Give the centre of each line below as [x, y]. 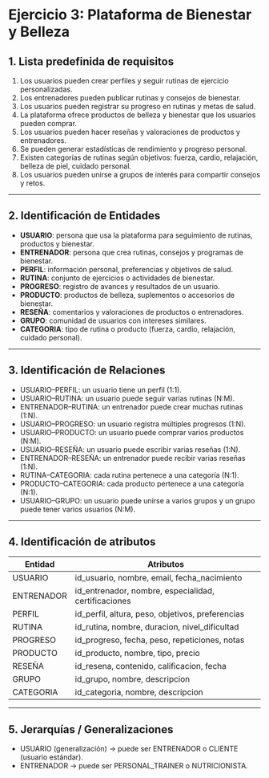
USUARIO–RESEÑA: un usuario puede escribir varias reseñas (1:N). [130, 449]
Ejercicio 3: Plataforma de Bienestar [130, 15]
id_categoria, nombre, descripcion [139, 692]
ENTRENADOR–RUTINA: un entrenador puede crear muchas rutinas [131, 406]
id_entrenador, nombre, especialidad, [145, 591]
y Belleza [39, 32]
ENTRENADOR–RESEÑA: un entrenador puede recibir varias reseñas [132, 458]
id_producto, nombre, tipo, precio [137, 654]
